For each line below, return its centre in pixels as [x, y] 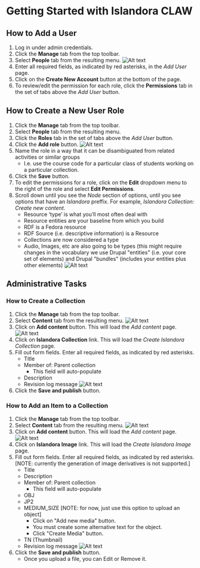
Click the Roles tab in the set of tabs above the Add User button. [94, 138]
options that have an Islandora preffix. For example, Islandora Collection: [104, 201]
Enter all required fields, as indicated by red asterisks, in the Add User [101, 66]
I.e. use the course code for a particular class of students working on [109, 163]
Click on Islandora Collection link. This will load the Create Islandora [100, 339]
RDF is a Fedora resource [55, 227]
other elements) [43, 265]
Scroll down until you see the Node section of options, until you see [98, 195]
